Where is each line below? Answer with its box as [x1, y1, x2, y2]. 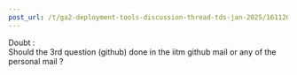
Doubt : [8, 37, 35, 48]
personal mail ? [8, 56, 64, 66]
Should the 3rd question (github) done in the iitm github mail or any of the [8, 46, 277, 57]
